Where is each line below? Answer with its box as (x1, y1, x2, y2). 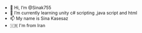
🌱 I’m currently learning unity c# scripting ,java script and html (9, 10, 138, 16)
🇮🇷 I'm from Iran (9, 23, 46, 28)
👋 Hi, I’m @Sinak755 (9, 5, 52, 10)
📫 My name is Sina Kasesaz (9, 15, 69, 21)
